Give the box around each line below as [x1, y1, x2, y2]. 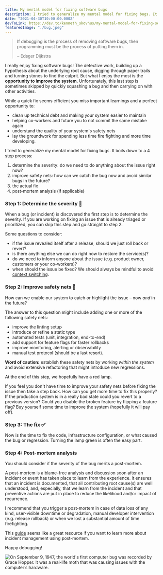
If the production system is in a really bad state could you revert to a [5, 394, 142, 399]
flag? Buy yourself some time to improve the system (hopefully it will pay [5, 404, 150, 410]
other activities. [5, 89, 36, 94]
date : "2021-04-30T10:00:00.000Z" [5, 16, 75, 21]
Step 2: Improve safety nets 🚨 [5, 284, 76, 290]
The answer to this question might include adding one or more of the [5, 309, 142, 315]
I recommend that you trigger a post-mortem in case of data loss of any [5, 505, 148, 511]
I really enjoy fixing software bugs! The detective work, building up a [5, 63, 142, 69]
